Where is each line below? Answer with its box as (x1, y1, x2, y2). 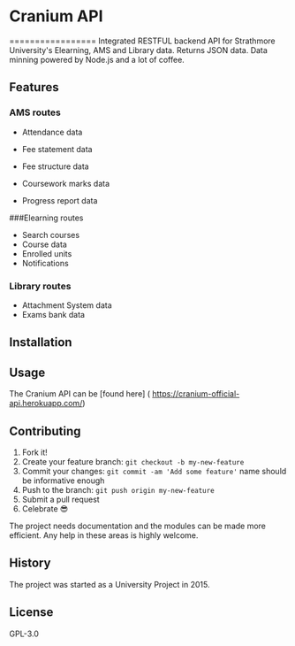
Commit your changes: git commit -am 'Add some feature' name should (21, 465, 287, 476)
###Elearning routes (9, 212, 84, 223)
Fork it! (21, 447, 49, 458)
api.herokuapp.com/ (9, 398, 83, 409)
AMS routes (9, 106, 62, 119)
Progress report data (21, 195, 98, 205)
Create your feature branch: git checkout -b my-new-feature (21, 456, 245, 466)
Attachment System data (21, 299, 112, 311)
